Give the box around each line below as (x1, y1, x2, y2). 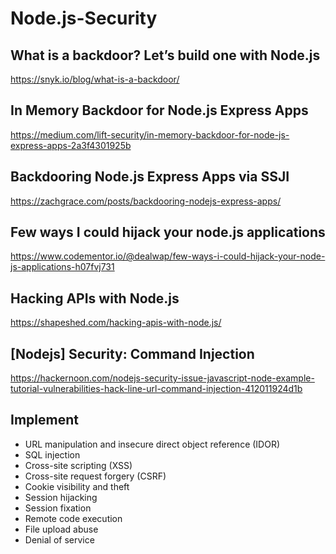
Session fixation (24, 502, 92, 514)
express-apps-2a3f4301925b (10, 139, 132, 151)
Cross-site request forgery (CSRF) (24, 470, 167, 482)
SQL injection (24, 448, 81, 461)
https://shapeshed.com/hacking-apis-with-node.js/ (10, 317, 222, 329)
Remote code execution (24, 512, 123, 524)
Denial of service (24, 533, 95, 546)
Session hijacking (24, 491, 98, 503)
